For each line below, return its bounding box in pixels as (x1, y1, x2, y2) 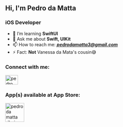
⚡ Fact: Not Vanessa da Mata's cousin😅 (12, 49, 97, 55)
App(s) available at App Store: (5, 91, 81, 98)
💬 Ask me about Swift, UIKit (12, 36, 71, 42)
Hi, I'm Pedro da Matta (5, 4, 77, 13)
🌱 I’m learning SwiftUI (12, 30, 58, 37)
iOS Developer (5, 19, 41, 26)
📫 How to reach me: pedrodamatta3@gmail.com (12, 41, 118, 47)
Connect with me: (5, 63, 50, 70)
